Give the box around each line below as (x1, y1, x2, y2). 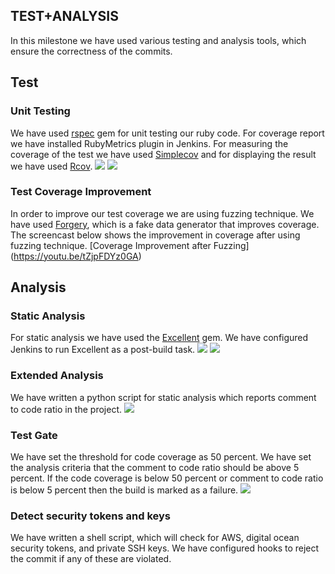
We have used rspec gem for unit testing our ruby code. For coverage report (10, 127, 325, 139)
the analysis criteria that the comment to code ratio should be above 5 (10, 462, 300, 474)
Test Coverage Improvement (10, 185, 152, 199)
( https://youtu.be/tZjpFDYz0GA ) (10, 250, 142, 262)
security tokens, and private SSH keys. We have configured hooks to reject (10, 542, 320, 554)
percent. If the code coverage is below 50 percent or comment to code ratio (10, 472, 324, 484)
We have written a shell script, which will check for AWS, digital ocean (10, 532, 300, 544)
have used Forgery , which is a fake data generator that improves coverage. (10, 218, 320, 230)
